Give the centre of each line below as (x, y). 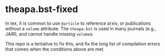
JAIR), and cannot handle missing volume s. (49, 34)
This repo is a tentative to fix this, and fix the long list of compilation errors (83, 43)
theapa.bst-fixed (42, 9)
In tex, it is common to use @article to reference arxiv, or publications (78, 23)
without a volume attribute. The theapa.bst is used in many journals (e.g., (81, 28)
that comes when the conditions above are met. (55, 49)
